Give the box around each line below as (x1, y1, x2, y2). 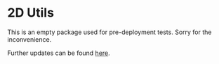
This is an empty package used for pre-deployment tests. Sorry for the (7, 28, 212, 36)
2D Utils (7, 5, 55, 21)
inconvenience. (7, 35, 52, 43)
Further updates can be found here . (7, 49, 110, 57)
